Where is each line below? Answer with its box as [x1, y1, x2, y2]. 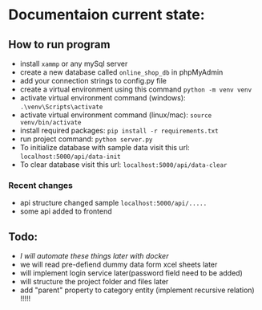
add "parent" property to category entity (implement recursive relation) [19, 285, 255, 295]
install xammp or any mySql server [19, 59, 128, 68]
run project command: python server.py [19, 134, 153, 144]
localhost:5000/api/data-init [19, 153, 122, 161]
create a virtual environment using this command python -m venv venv [19, 84, 252, 94]
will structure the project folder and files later [19, 277, 169, 287]
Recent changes [8, 179, 74, 190]
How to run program [8, 38, 111, 51]
